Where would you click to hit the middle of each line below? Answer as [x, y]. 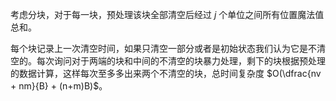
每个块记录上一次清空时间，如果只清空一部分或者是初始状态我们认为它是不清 [168, 48]
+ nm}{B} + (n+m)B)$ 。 [59, 86]
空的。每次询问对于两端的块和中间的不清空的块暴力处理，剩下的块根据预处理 [168, 61]
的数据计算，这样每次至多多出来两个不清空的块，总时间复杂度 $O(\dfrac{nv [166, 73]
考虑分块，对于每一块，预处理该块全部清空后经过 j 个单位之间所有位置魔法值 [167, 14]
